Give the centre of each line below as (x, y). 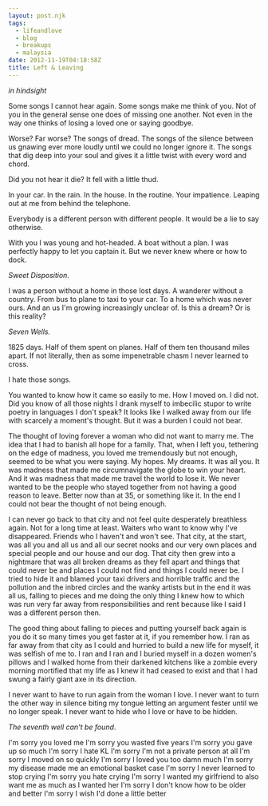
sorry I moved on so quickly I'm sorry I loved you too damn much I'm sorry (131, 759)
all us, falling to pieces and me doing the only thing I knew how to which (126, 595)
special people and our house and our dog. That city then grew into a (122, 553)
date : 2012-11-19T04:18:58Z (55, 61)
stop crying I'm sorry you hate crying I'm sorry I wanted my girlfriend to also (134, 776)
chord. (19, 164)
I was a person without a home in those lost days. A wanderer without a (126, 290)
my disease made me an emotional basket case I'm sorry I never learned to (132, 768)
